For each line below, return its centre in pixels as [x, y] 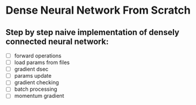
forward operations [38, 56]
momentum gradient [39, 96]
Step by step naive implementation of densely [93, 32]
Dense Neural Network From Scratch [98, 10]
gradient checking [36, 82]
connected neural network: [57, 41]
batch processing [36, 89]
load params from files [42, 62]
